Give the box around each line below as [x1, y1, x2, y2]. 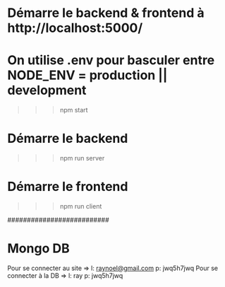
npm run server [59, 154, 105, 163]
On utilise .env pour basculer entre [7, 52, 215, 69]
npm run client [59, 202, 102, 210]
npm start [59, 106, 88, 115]
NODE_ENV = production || [7, 67, 168, 83]
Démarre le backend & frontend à [7, 5, 205, 21]
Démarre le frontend [7, 179, 128, 195]
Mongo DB [7, 240, 70, 257]
